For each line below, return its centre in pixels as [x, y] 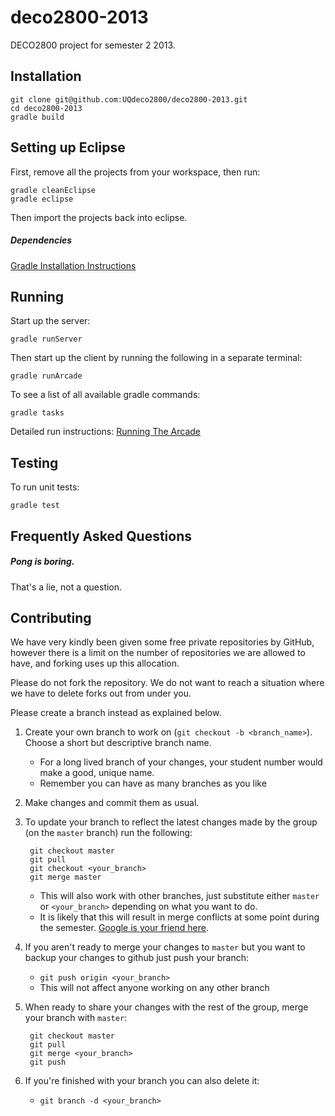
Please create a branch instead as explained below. [116, 713]
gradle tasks [37, 413]
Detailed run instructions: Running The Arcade [106, 432]
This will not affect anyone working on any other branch [154, 988]
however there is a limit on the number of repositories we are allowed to [158, 653]
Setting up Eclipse [68, 147]
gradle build [37, 117]
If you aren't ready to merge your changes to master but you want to [165, 947]
